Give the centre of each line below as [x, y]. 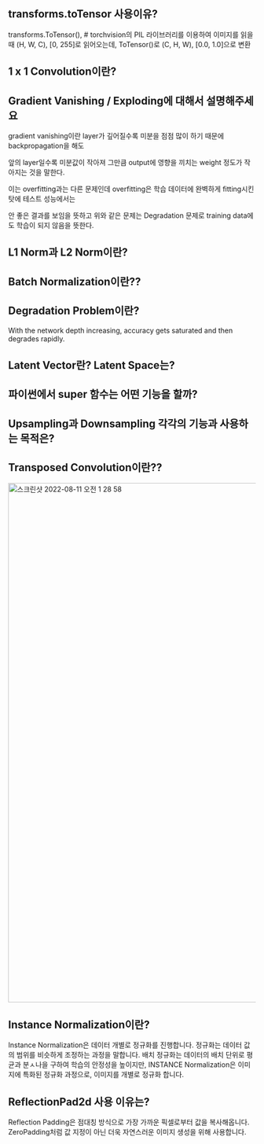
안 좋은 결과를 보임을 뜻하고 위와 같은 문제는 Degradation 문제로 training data [128, 215]
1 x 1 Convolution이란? [62, 72]
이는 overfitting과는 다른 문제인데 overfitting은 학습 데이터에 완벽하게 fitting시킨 [131, 189]
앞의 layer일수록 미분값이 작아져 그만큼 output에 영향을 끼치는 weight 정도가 [125, 163]
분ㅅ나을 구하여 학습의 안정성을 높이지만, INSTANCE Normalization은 [129, 1065]
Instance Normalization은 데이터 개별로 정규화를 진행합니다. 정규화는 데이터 [125, 1045]
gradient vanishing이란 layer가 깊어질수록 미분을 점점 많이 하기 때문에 [116, 136]
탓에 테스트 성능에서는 [42, 199]
